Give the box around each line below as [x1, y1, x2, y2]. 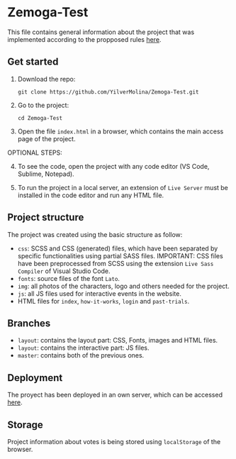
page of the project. [17, 134, 76, 143]
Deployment [7, 372, 63, 384]
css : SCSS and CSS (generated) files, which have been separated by [17, 244, 218, 253]
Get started [7, 56, 59, 68]
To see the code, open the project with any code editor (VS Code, [17, 162, 210, 170]
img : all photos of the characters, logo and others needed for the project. [17, 282, 230, 290]
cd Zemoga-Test [17, 114, 63, 121]
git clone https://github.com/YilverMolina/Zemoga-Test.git [17, 88, 199, 96]
